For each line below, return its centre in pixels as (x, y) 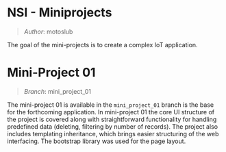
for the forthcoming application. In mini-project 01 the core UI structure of (111, 112)
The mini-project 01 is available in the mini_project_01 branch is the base (111, 105)
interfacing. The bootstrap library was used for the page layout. (97, 141)
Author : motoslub (48, 31)
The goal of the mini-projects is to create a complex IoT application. (102, 45)
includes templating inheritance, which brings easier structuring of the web (113, 134)
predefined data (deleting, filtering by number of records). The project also (112, 126)
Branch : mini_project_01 (57, 91)
